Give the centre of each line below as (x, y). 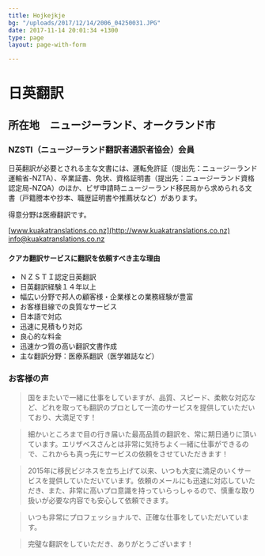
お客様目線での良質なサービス (68, 307)
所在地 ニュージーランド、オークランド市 (112, 125)
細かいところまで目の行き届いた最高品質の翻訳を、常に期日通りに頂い (142, 434)
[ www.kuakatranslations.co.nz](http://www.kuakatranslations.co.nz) (119, 231)
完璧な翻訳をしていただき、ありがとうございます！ (110, 543)
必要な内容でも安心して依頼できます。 (110, 500)
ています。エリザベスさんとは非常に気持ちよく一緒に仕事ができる (135, 444)
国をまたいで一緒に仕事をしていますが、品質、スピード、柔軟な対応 (138, 397)
